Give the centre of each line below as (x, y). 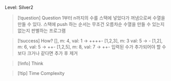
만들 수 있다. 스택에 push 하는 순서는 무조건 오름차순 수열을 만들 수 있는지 (91, 24)
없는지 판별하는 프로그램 (42, 31)
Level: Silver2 (19, 7)
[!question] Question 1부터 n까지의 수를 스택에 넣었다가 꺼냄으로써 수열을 (91, 18)
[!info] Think (30, 63)
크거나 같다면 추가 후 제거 (52, 53)
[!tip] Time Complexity (41, 73)
